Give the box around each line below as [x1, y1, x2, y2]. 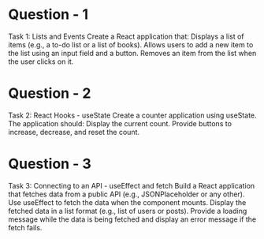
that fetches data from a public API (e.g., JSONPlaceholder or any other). [8, 189, 245, 199]
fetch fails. [8, 222, 43, 232]
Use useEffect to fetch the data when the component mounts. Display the [8, 197, 247, 207]
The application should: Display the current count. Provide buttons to [8, 118, 232, 128]
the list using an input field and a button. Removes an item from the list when [8, 48, 257, 58]
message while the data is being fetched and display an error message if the [8, 215, 257, 224]
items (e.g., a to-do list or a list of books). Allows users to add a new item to [8, 39, 254, 49]
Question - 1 [8, 6, 89, 24]
